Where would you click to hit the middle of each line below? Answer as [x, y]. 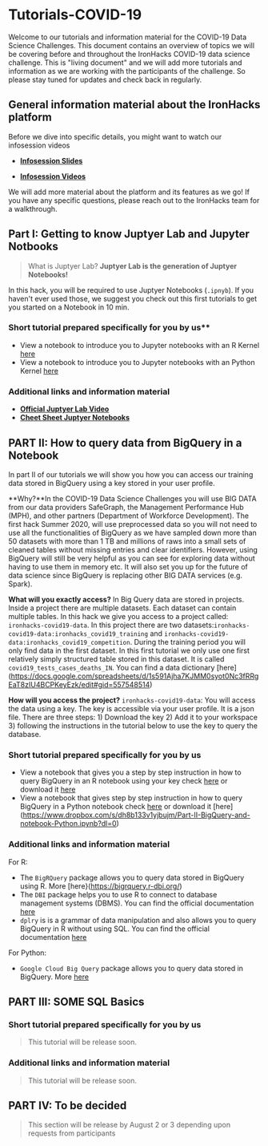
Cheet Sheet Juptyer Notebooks [75, 418]
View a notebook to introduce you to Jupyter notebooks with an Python [137, 362]
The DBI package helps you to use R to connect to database [118, 894]
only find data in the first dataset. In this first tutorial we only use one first [129, 650]
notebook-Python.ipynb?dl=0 [68, 824]
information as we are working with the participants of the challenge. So [127, 71]
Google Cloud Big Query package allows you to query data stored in [132, 968]
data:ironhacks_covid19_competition [69, 642]
